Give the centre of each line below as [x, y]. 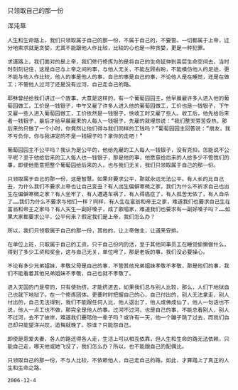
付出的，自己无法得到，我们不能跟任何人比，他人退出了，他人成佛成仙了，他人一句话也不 [118, 302]
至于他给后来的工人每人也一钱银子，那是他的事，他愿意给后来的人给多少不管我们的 [126, 158]
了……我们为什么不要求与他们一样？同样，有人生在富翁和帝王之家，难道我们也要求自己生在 [119, 202]
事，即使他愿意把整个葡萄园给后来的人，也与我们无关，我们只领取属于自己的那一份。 [113, 165]
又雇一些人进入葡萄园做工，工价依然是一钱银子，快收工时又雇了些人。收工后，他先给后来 [118, 113]
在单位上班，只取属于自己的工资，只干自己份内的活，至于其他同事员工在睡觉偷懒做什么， [118, 245]
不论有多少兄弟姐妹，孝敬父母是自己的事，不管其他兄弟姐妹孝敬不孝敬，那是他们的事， [116, 266]
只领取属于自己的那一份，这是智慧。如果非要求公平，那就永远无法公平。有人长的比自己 [116, 179]
